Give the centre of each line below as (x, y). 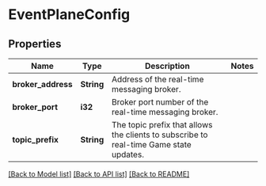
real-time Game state (151, 144)
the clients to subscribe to (160, 135)
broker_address (42, 84)
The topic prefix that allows (162, 125)
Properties (35, 44)
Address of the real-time (158, 79)
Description (167, 66)
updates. (128, 154)
